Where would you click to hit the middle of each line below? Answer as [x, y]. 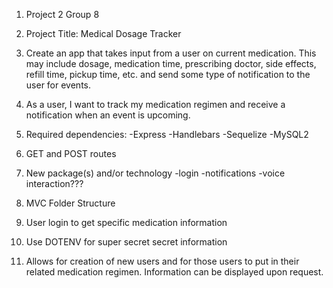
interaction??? [54, 183]
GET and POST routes [71, 153]
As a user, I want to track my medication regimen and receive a [155, 104]
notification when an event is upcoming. [108, 115]
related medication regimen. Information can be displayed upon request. [174, 272]
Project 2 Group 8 [62, 14]
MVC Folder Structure [70, 203]
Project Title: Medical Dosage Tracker [103, 33]
